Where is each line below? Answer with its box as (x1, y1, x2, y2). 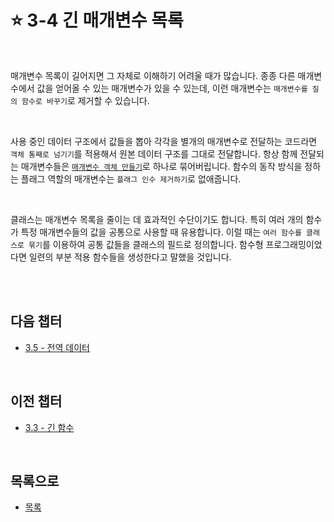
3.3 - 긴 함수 (24, 421, 75, 433)
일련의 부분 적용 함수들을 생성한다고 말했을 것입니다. (28, 251, 232, 263)
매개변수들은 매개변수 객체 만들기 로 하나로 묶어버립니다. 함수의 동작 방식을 (20, 160, 303, 172)
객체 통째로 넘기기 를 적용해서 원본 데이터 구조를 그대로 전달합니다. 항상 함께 (10, 147, 298, 160)
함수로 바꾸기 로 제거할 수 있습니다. (21, 94, 150, 106)
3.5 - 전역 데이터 (24, 341, 90, 353)
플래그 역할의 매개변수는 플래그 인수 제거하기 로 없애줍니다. (20, 172, 242, 185)
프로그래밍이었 (265, 238, 323, 250)
